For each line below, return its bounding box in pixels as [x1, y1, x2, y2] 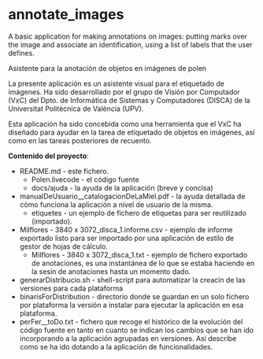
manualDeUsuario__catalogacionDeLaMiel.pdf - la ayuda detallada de [19, 191, 246, 201]
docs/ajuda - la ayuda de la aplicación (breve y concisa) [31, 183, 214, 192]
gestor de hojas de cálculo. [19, 242, 109, 251]
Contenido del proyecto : [8, 151, 89, 161]
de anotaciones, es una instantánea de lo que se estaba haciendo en [31, 258, 255, 268]
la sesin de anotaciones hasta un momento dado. [31, 266, 191, 276]
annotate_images [8, 6, 124, 24]
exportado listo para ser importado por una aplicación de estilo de [19, 233, 235, 242]
